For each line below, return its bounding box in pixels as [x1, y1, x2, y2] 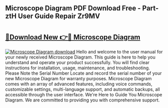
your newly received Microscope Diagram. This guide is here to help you [5, 54, 156, 60]
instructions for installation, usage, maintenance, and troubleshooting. [5, 65, 150, 71]
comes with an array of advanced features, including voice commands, [5, 81, 152, 87]
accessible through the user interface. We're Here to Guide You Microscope [5, 92, 162, 97]
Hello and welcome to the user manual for [76, 49, 163, 55]
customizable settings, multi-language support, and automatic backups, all [5, 86, 160, 92]
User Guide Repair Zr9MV [18, 12, 101, 21]
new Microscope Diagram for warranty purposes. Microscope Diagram [5, 76, 152, 81]
